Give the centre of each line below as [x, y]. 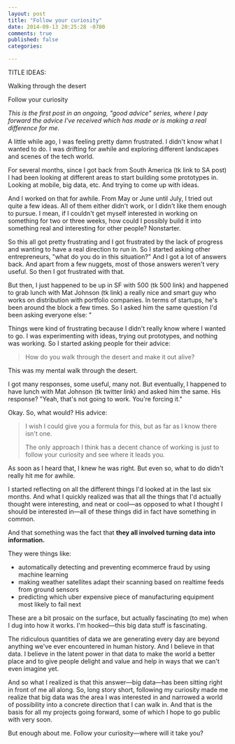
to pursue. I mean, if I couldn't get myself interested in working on [103, 213]
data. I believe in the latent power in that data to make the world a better [112, 654]
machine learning [43, 574]
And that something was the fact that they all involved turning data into [112, 532]
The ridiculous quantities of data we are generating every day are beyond [114, 639]
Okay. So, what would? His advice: [58, 413]
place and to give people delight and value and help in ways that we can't [114, 661]
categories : [25, 46]
